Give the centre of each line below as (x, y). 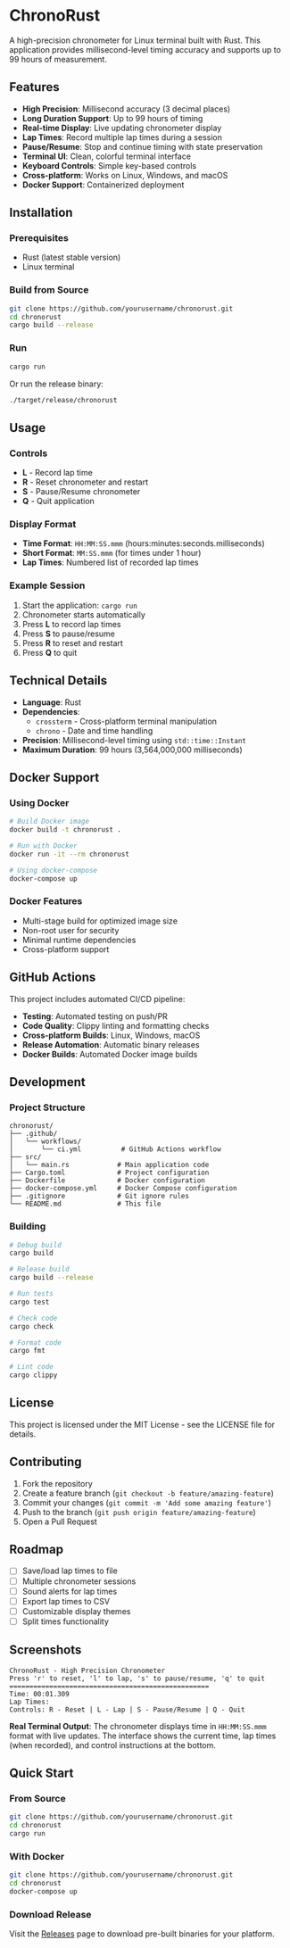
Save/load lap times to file (70, 1571)
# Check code (33, 1318)
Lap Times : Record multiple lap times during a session (122, 137)
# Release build (39, 1269)
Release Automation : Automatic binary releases (111, 1044)
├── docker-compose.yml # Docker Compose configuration (124, 1189)
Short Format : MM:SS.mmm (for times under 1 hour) (112, 553)
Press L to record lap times (71, 624)
